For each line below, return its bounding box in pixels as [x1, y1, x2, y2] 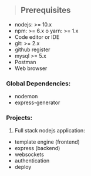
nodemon [14, 93, 38, 100]
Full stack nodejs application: [14, 127, 85, 134]
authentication [14, 157, 50, 164]
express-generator [14, 99, 60, 106]
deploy [14, 164, 32, 171]
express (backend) [14, 145, 60, 152]
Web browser [14, 65, 48, 72]
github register [14, 46, 50, 53]
